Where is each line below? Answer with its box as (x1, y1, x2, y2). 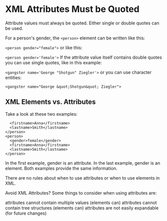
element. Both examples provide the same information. (5, 165, 118, 171)
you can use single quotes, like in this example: (5, 59, 102, 65)
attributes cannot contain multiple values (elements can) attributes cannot (5, 200, 157, 206)
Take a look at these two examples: (5, 111, 78, 117)
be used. (5, 25, 23, 31)
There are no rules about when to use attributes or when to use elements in (5, 175, 160, 181)
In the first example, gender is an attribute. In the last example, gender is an (5, 160, 161, 166)
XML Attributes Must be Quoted (5, 3, 140, 15)
